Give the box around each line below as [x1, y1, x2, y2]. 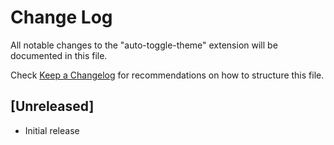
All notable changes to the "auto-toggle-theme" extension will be [10, 39, 278, 51]
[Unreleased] [10, 98, 95, 115]
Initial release [24, 124, 80, 136]
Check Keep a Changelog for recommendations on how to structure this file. [10, 69, 325, 81]
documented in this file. [10, 49, 108, 61]
